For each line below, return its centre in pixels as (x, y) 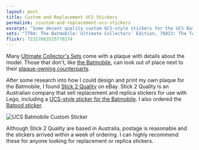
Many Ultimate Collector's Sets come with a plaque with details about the (95, 56)
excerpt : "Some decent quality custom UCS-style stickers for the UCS (95, 28)
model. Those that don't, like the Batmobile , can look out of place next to (95, 62)
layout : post (22, 12)
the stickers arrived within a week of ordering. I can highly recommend (92, 135)
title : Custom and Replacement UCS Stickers (62, 17)
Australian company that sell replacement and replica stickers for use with (97, 93)
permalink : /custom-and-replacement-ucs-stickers (69, 23)
